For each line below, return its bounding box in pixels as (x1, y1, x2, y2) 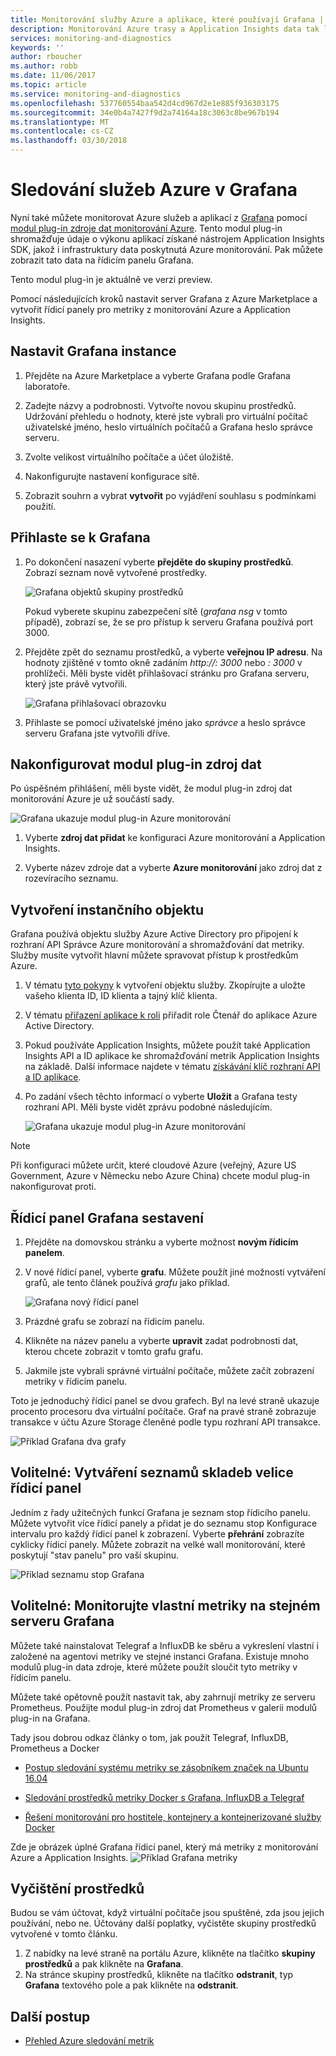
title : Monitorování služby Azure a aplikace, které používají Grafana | (10, 14, 325, 25)
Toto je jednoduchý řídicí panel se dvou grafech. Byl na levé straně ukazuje (10, 1395, 320, 1406)
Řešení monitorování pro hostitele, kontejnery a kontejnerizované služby (24, 1811, 322, 1823)
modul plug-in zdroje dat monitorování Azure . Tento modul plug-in (10, 222, 283, 234)
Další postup (10, 2008, 91, 2025)
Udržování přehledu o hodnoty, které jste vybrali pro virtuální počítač (24, 410, 308, 422)
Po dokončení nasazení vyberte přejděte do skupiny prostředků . (24, 556, 294, 568)
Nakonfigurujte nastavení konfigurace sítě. (24, 470, 200, 482)
